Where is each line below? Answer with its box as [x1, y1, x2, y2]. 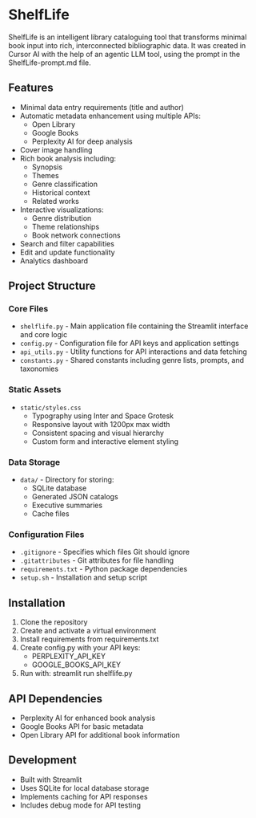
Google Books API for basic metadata [19, 721, 144, 731]
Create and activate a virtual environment [19, 626, 157, 636]
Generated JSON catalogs [31, 492, 118, 502]
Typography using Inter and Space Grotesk [31, 411, 174, 421]
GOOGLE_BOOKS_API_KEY [31, 660, 122, 669]
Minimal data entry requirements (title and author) [19, 102, 184, 112]
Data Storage [8, 456, 61, 467]
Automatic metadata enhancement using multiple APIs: [19, 111, 202, 120]
